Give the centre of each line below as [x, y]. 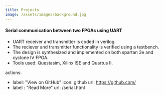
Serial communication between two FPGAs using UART [64, 30]
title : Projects [22, 10]
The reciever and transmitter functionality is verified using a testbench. [86, 47]
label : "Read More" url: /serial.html [49, 87]
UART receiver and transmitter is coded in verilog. [64, 41]
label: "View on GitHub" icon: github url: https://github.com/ [74, 82]
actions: [13, 72]
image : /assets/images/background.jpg [46, 14]
